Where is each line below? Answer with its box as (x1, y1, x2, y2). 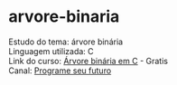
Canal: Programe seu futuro (8, 65, 112, 76)
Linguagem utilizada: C (8, 45, 94, 56)
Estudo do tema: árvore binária (8, 36, 124, 47)
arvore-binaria (8, 6, 120, 27)
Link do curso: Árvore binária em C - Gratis (8, 55, 169, 66)
